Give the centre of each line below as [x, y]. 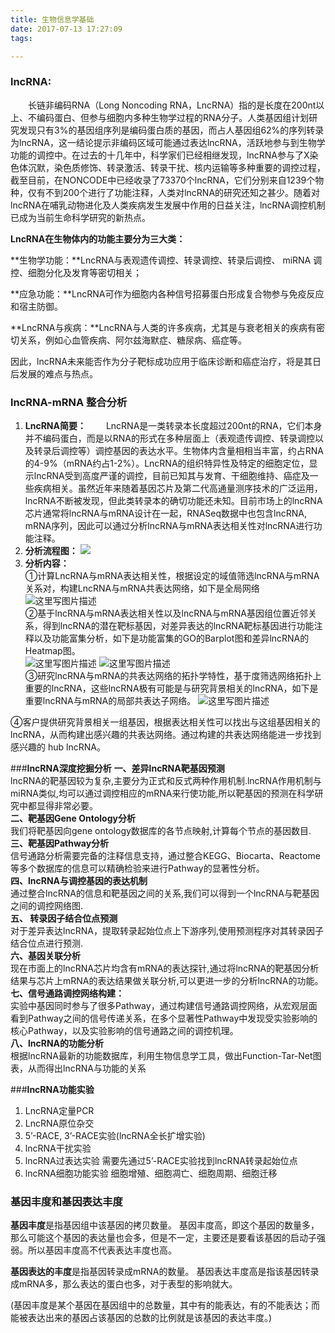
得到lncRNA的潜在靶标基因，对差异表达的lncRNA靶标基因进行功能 [178, 625]
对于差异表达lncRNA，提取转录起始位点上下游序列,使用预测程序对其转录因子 [167, 930]
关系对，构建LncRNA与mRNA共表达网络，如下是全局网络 [142, 588]
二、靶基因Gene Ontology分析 [73, 818]
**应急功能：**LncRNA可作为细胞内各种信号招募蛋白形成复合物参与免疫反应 [167, 293]
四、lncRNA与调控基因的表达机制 [79, 880]
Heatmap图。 [52, 650]
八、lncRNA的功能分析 [57, 1043]
